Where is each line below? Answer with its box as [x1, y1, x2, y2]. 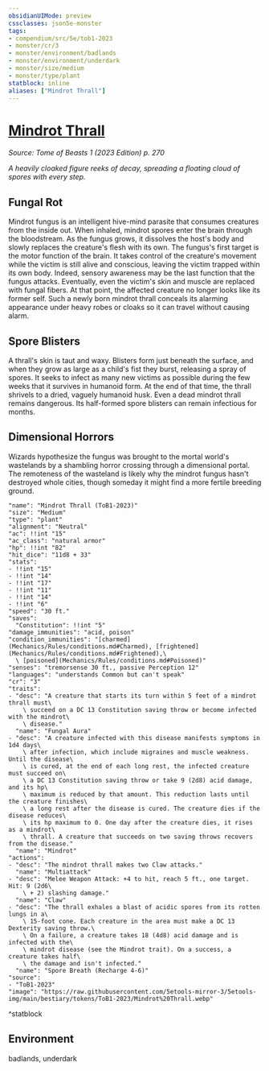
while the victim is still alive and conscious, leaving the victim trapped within [8, 259, 260, 270]
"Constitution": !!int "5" [15, 621, 106, 629]
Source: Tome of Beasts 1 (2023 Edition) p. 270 [8, 148, 165, 158]
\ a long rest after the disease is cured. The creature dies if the [22, 804, 261, 813]
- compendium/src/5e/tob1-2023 [8, 34, 113, 43]
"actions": [8, 854, 45, 862]
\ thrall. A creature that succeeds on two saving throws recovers [22, 833, 253, 841]
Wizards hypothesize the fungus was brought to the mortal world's [8, 452, 230, 461]
